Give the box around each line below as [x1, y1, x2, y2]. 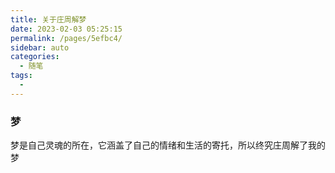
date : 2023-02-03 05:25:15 [10, 24, 123, 34]
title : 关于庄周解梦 [10, 14, 87, 25]
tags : [10, 71, 33, 81]
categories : [10, 52, 60, 62]
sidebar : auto [10, 42, 70, 53]
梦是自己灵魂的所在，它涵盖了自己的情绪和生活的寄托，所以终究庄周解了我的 [10, 139, 326, 151]
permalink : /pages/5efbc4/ [10, 33, 123, 43]
